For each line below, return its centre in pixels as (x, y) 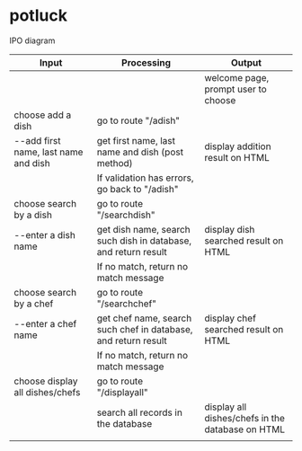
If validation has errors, (145, 178)
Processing (146, 62)
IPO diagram (32, 40)
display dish (230, 229)
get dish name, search (143, 229)
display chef (230, 318)
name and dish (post (140, 152)
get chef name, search (144, 318)
